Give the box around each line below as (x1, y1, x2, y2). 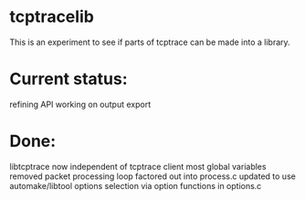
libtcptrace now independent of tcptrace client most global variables (9, 161, 267, 172)
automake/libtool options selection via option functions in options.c (9, 180, 262, 191)
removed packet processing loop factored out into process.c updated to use (9, 171, 297, 182)
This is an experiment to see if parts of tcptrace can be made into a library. (9, 37, 290, 47)
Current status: (9, 68, 128, 89)
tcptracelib (9, 6, 94, 27)
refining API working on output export (9, 99, 152, 110)
